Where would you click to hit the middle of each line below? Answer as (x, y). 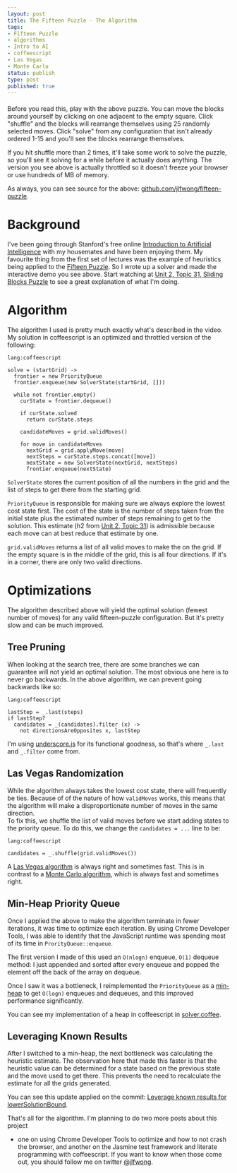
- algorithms (26, 40)
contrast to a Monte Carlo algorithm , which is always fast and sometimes (113, 874)
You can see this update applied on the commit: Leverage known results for (117, 1097)
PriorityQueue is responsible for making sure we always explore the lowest (116, 504)
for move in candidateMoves (61, 445)
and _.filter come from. (44, 751)
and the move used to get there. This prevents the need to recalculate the (114, 1076)
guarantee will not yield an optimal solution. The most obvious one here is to (118, 672)
